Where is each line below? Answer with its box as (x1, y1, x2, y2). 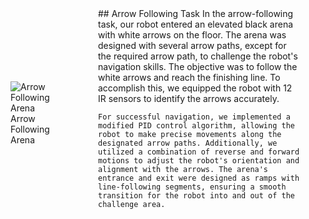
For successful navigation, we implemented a (98, 112, 291, 122)
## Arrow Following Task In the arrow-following (98, 8, 294, 19)
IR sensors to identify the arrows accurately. (98, 93, 280, 104)
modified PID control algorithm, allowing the (98, 121, 295, 131)
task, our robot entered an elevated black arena (98, 18, 294, 30)
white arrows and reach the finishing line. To (98, 72, 281, 83)
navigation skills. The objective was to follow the (98, 61, 298, 72)
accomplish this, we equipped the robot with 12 (98, 82, 293, 94)
